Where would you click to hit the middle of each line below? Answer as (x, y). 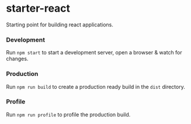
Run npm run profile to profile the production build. (68, 114)
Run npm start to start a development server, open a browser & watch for (94, 53)
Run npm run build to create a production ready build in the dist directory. (95, 87)
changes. (17, 59)
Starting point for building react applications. (60, 25)
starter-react (38, 8)
